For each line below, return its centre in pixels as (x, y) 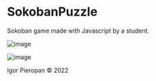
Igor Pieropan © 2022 (38, 70)
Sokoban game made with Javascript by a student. (78, 31)
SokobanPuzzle (52, 12)
